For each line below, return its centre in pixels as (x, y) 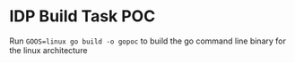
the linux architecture (48, 50)
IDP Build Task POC (82, 16)
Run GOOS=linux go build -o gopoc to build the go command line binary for (148, 41)
